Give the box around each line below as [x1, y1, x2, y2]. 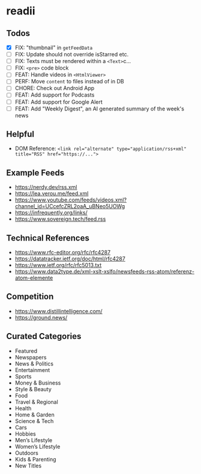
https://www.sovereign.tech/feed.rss [14, 215, 106, 223]
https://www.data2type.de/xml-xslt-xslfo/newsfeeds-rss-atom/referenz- [14, 268, 195, 275]
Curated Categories [6, 331, 82, 341]
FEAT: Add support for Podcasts [14, 91, 95, 98]
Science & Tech [14, 417, 54, 424]
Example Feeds [6, 167, 65, 178]
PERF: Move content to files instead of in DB [14, 78, 124, 85]
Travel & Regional [14, 398, 58, 406]
